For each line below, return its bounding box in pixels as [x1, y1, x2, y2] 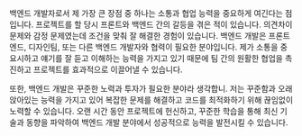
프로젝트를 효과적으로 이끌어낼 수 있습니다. [32, 64, 183, 75]
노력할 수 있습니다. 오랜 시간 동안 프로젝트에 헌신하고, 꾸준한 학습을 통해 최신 [9, 106, 279, 116]
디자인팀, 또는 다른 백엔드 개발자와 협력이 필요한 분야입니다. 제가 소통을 [28, 41, 279, 52]
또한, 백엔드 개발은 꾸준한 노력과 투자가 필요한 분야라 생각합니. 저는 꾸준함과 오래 [9, 84, 293, 94]
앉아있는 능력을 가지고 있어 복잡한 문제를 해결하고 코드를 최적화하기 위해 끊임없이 [9, 95, 294, 105]
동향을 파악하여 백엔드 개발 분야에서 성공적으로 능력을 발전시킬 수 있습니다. [25, 117, 288, 128]
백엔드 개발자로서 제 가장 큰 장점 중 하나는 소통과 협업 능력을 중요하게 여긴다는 [9, 8, 284, 18]
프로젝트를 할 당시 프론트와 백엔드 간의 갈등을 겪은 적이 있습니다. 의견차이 [35, 19, 293, 30]
